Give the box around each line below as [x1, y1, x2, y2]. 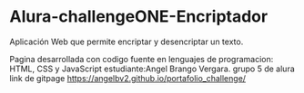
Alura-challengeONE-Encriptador [9, 6, 269, 27]
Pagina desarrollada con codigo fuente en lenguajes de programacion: [9, 53, 274, 64]
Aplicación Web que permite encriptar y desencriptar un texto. [9, 36, 244, 47]
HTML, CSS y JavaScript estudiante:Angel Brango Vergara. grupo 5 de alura [9, 63, 296, 74]
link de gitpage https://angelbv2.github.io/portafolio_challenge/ [9, 72, 247, 83]
